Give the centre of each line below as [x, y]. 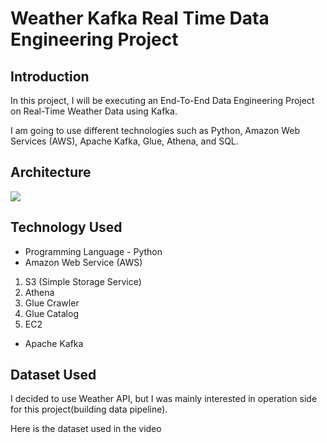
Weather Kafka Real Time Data [140, 18]
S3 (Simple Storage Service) [83, 281]
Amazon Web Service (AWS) [83, 262]
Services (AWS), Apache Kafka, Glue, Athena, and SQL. [124, 141]
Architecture [51, 172]
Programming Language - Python [93, 251]
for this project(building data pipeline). [89, 409]
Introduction [50, 76]
